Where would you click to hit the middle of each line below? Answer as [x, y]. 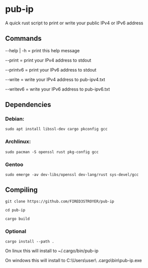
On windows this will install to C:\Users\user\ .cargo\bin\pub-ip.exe [74, 261]
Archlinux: [18, 142]
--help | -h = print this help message [42, 50]
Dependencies [28, 105]
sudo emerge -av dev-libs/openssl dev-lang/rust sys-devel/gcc [72, 175]
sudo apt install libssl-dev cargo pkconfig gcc [56, 129]
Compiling [22, 190]
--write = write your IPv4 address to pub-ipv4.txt [55, 79]
